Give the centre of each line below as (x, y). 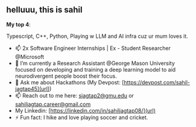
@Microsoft (29, 57)
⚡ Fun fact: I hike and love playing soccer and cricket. (81, 117)
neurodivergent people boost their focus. (66, 76)
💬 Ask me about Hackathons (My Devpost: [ (69, 82)
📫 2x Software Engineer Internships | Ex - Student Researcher (93, 48)
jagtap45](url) (32, 88)
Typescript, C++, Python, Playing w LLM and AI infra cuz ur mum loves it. (97, 36)
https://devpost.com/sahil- (157, 82)
